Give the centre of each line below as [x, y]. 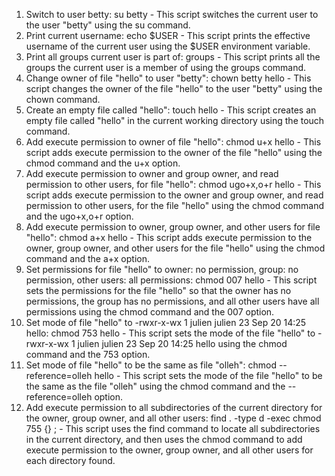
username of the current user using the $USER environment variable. [168, 46]
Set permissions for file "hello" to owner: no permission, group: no [162, 269]
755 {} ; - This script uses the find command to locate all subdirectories [173, 428]
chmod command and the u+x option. [103, 163]
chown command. [63, 99]
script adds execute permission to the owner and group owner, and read [174, 195]
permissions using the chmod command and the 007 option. [150, 312]
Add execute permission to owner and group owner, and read [152, 173]
